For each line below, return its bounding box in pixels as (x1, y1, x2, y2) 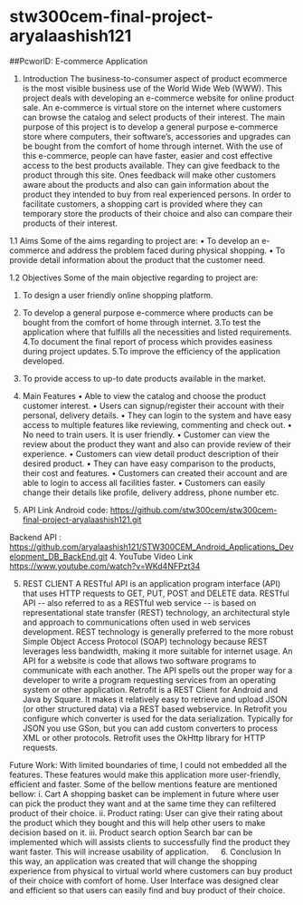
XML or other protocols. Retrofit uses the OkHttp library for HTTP (22, 732, 266, 743)
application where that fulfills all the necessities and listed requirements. (22, 326, 292, 337)
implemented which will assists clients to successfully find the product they (9, 836, 291, 847)
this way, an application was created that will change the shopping (9, 855, 258, 867)
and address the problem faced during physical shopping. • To (51, 245, 286, 256)
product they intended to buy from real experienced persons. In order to (22, 189, 292, 199)
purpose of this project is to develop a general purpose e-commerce (22, 121, 279, 132)
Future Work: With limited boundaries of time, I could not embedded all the (9, 759, 288, 770)
